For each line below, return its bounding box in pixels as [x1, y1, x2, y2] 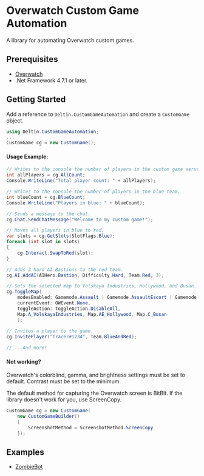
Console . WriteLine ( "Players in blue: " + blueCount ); [6, 199, 146, 206]
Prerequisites [6, 54, 58, 64]
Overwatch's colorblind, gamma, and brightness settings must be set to [6, 371, 185, 379]
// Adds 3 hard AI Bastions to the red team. [6, 266, 123, 273]
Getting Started [6, 95, 66, 105]
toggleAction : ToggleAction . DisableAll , [17, 306, 121, 312]
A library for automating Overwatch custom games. [6, 36, 135, 44]
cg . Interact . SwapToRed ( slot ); [17, 250, 94, 256]
